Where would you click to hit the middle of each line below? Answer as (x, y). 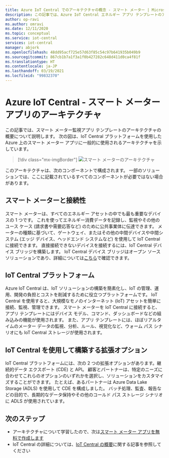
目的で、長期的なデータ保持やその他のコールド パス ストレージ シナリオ (88, 395)
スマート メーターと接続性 (46, 200)
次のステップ (25, 418)
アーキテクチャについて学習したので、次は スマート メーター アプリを (84, 432)
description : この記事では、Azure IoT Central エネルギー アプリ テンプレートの (83, 15)
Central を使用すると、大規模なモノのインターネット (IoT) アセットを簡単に (83, 301)
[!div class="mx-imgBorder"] (48, 159)
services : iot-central (29, 43)
